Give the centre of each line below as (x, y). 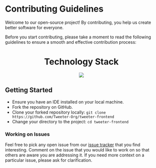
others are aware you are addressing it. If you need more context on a (75, 155)
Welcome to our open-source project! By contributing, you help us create (78, 22)
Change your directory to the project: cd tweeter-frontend (70, 121)
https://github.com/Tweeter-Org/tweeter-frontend (63, 117)
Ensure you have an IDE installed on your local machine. (68, 102)
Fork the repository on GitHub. (42, 107)
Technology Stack (81, 62)
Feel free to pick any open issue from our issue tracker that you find (73, 145)
